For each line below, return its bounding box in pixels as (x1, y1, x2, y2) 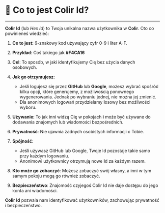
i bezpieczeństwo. (5, 202, 42, 208)
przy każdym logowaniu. (19, 152, 70, 159)
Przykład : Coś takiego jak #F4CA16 (12, 49, 85, 56)
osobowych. (12, 64, 38, 70)
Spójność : (12, 138, 33, 144)
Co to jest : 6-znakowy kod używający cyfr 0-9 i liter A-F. (12, 40, 128, 46)
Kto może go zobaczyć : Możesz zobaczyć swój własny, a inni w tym (12, 167, 152, 174)
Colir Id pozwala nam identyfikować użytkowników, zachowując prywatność (5, 197, 160, 203)
